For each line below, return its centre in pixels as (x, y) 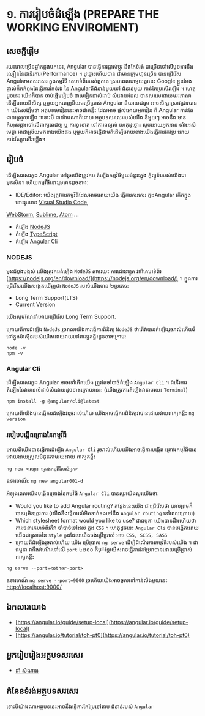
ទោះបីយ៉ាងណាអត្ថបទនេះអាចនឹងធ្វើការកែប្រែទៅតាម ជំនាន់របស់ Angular (80, 706)
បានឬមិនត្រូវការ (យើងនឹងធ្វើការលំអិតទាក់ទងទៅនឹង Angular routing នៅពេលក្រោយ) (105, 513)
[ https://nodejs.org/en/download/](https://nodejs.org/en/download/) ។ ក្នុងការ (102, 278)
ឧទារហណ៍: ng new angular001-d (45, 480)
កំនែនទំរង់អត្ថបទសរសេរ (42, 691)
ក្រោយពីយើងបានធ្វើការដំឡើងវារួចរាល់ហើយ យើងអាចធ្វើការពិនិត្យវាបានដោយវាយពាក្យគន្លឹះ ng (100, 413)
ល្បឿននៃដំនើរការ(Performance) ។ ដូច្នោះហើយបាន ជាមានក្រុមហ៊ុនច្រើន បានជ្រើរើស (94, 74)
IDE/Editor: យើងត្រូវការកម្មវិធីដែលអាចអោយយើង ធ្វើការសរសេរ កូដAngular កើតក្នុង (103, 195)
